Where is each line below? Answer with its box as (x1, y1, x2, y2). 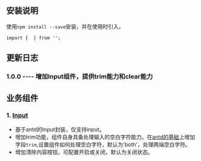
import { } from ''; (6, 35, 61, 41)
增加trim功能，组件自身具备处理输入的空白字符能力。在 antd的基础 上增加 (15, 133, 196, 140)
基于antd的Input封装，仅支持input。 (15, 125, 105, 133)
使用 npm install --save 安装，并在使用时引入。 (6, 23, 124, 30)
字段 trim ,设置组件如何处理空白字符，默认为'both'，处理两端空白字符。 (15, 140, 191, 148)
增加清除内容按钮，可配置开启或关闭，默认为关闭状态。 (15, 148, 153, 156)
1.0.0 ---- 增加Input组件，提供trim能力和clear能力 (6, 72, 153, 81)
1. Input (6, 111, 28, 119)
